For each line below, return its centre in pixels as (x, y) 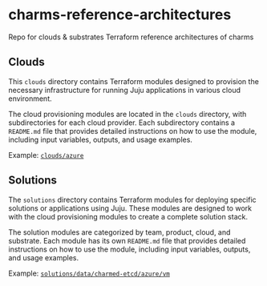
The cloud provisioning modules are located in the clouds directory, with (127, 114)
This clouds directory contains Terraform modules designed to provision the (133, 81)
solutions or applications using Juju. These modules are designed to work (130, 208)
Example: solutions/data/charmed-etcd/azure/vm (89, 273)
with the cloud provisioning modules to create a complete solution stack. (128, 216)
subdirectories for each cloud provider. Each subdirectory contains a (121, 123)
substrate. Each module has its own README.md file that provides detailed (127, 240)
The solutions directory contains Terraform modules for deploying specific (132, 199)
